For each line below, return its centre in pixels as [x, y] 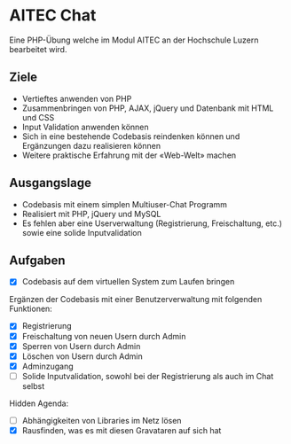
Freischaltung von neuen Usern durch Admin [104, 336]
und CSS [38, 117]
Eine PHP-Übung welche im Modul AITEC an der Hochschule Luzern [134, 40]
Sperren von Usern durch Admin [81, 346]
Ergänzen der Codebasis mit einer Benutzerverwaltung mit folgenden [136, 300]
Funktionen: [31, 309]
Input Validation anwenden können [85, 127]
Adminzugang [47, 366]
